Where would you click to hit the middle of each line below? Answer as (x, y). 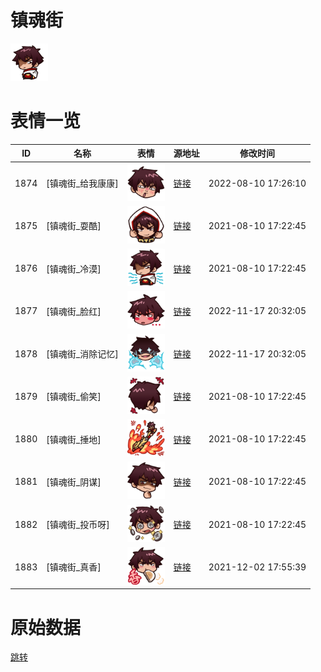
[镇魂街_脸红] (74, 311)
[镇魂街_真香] (74, 567)
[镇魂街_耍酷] (74, 226)
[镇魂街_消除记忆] (82, 354)
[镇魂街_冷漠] (74, 268)
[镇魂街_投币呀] (78, 525)
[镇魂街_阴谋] (74, 482)
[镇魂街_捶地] (74, 439)
